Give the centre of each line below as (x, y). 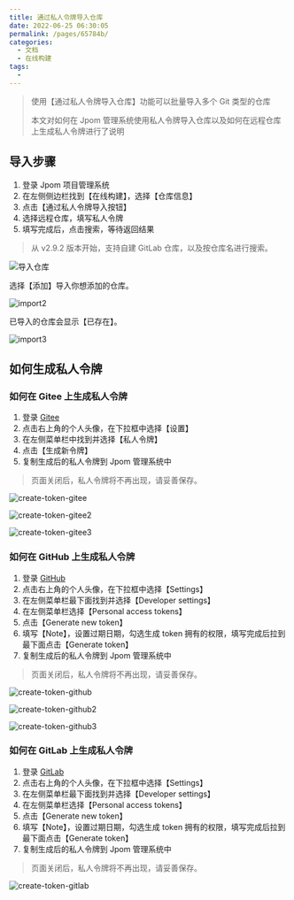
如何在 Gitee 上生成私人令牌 (69, 396)
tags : (19, 67)
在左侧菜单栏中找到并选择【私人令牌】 (92, 440)
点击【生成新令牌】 (57, 450)
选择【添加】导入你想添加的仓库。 (71, 285)
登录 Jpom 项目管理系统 (66, 185)
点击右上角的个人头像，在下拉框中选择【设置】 (107, 428)
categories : (31, 42)
